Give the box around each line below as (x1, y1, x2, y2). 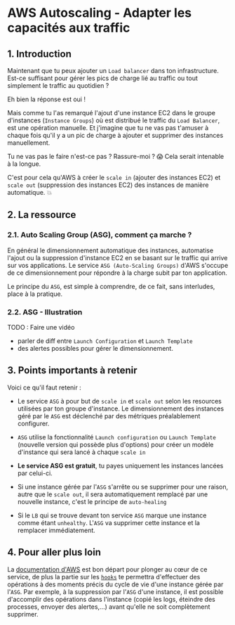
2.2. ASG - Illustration (7, 307, 83, 317)
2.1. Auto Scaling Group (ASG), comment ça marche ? (7, 230, 192, 240)
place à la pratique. (7, 290, 63, 298)
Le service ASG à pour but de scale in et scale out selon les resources (17, 397, 222, 405)
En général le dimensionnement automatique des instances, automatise (7, 246, 214, 254)
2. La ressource (7, 209, 76, 221)
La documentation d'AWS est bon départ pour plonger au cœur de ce (7, 565, 208, 574)
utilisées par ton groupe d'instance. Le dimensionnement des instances (17, 404, 224, 413)
